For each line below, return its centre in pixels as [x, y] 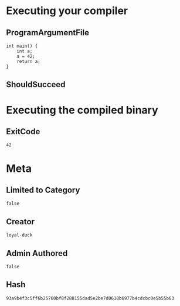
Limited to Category [43, 190]
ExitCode [23, 132]
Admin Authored [37, 253]
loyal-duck [19, 235]
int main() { [22, 46]
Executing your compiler [67, 11]
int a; [25, 51]
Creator [21, 222]
